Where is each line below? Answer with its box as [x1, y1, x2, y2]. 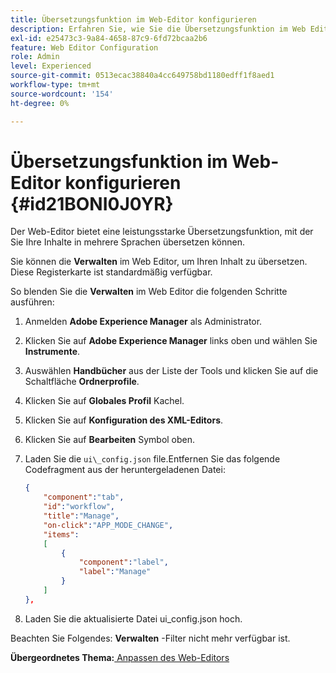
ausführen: [10, 296, 55, 308]
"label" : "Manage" [78, 567, 152, 577]
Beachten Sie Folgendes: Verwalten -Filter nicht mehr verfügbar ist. [10, 632, 291, 644]
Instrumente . [24, 346, 81, 358]
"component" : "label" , [78, 557, 169, 568]
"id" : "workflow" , [43, 502, 116, 512]
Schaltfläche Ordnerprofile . [24, 376, 140, 388]
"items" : [43, 529, 80, 540]
